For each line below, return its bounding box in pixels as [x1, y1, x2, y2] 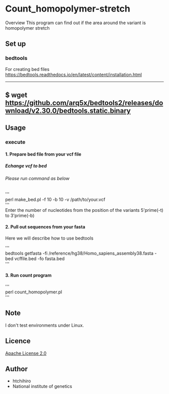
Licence [5, 337, 31, 345]
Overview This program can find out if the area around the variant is [5, 20, 146, 26]
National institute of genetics [12, 383, 72, 389]
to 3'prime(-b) [5, 212, 35, 218]
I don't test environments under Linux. [5, 322, 84, 328]
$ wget [5, 91, 28, 100]
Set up [5, 40, 26, 48]
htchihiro [12, 378, 31, 384]
